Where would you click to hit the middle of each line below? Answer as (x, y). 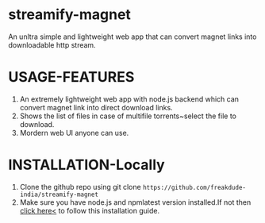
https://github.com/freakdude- (194, 187)
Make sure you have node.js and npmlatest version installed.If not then (135, 202)
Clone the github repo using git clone (80, 186)
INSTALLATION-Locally (86, 165)
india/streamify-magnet (59, 194)
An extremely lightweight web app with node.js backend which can (129, 99)
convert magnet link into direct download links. (96, 107)
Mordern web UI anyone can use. (74, 133)
